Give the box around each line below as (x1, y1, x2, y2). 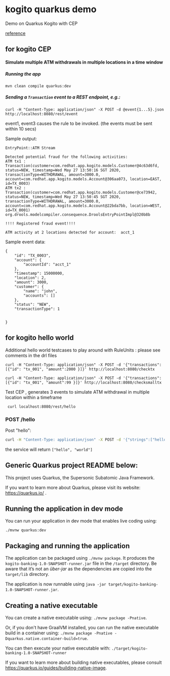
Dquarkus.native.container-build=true (5, 636, 87, 641)
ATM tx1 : (5, 158, 26, 164)
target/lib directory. (5, 571, 50, 577)
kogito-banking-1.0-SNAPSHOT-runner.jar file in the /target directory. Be (5, 560, 157, 567)
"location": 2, (14, 275, 47, 280)
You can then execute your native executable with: (5, 645, 110, 651)
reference (5, 30, 26, 36)
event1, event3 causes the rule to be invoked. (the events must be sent (5, 120, 153, 126)
